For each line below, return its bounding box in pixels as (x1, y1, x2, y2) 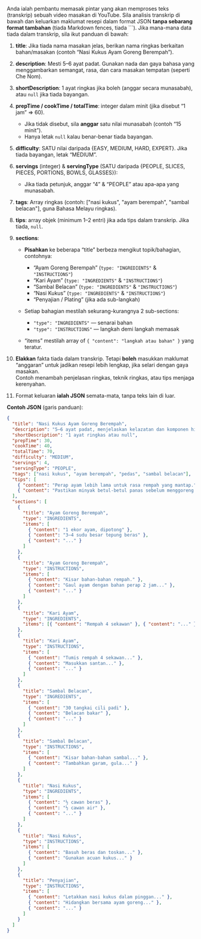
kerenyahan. (15, 380, 47, 387)
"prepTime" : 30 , (12, 437, 52, 444)
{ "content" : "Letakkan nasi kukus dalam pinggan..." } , (28, 894, 172, 900)
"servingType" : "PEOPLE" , (12, 465, 77, 471)
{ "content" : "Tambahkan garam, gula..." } (28, 761, 138, 767)
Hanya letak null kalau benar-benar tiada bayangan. (24, 133, 154, 140)
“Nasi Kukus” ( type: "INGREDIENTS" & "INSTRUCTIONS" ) (33, 290, 166, 296)
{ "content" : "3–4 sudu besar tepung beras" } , (28, 532, 149, 538)
